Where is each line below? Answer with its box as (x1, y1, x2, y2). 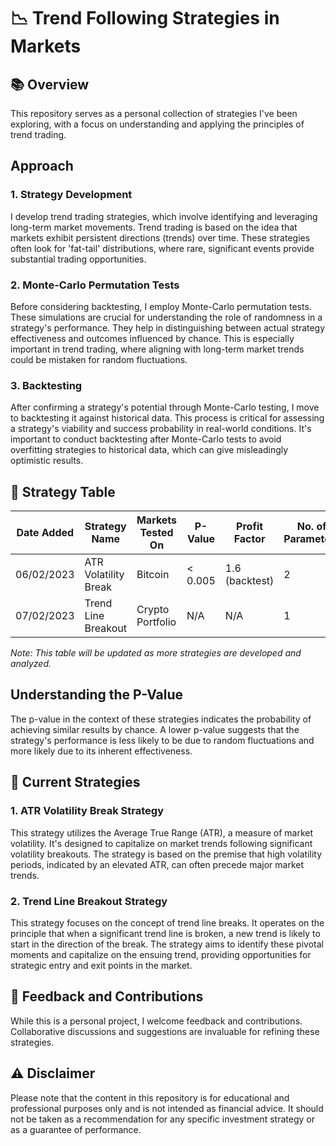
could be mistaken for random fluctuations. (10, 353, 188, 365)
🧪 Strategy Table (10, 483, 116, 500)
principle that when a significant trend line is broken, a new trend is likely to (10, 927, 321, 939)
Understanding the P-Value (10, 686, 184, 704)
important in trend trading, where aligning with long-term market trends (10, 343, 305, 355)
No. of (296, 520, 327, 534)
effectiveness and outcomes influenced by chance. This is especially (10, 332, 295, 344)
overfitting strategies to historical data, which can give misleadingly (10, 444, 289, 456)
